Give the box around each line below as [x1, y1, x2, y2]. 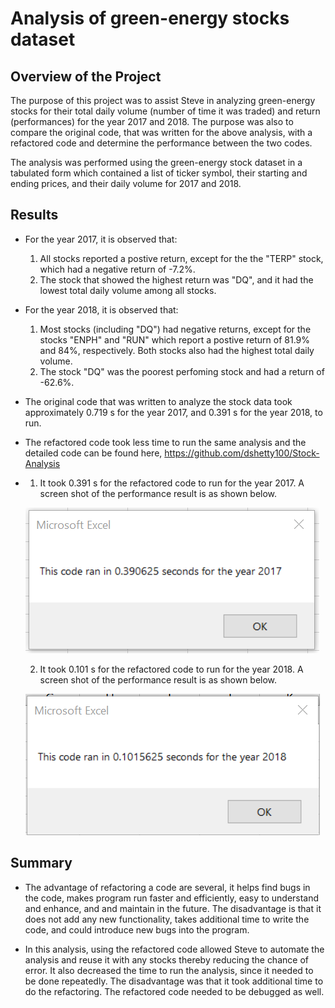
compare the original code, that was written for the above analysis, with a [10, 127, 313, 138]
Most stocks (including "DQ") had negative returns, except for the [39, 323, 312, 335]
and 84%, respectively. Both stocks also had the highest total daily [39, 344, 315, 356]
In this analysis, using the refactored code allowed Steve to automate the [24, 943, 325, 955]
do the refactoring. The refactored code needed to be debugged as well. [24, 985, 325, 997]
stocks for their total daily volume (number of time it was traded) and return [10, 105, 321, 117]
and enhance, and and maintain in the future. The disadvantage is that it [24, 902, 322, 914]
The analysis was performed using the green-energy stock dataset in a [10, 157, 303, 168]
